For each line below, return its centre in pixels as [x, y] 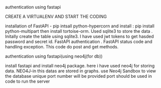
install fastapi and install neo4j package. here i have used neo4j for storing [80, 66]
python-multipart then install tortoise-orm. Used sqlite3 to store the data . [79, 31]
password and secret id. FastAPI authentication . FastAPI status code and [79, 42]
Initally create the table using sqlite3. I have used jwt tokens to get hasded [80, 36]
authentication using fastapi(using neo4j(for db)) [54, 56]
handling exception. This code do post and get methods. [62, 47]
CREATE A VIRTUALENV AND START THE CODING [56, 16]
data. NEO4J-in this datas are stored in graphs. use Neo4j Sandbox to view [80, 71]
